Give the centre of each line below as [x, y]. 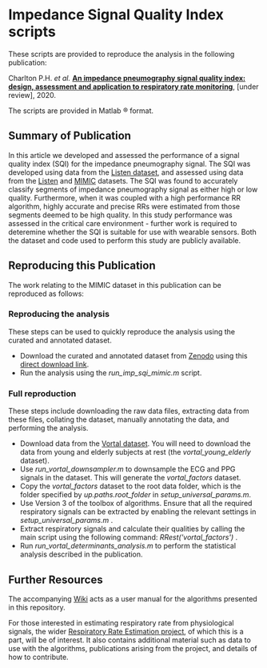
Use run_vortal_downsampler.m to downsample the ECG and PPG [128, 469]
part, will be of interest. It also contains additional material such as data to [130, 640]
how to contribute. [39, 657]
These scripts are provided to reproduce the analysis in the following [122, 54]
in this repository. [37, 607]
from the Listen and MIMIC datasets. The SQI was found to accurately [123, 180]
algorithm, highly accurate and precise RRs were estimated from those [124, 206]
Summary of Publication [70, 136]
